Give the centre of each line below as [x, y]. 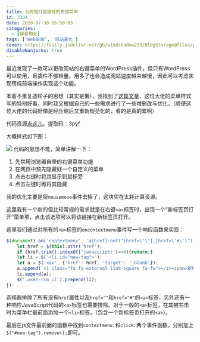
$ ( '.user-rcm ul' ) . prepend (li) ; [57, 279]
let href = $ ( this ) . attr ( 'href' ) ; [60, 246]
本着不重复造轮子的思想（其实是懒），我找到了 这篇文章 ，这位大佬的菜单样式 [99, 95]
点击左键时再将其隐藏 [41, 184]
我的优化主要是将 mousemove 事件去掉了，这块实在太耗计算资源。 [83, 196]
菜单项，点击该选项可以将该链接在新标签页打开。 [74, 217]
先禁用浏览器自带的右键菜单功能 [54, 161]
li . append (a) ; [34, 274]
